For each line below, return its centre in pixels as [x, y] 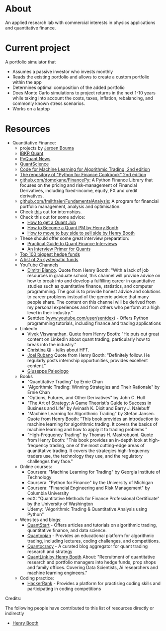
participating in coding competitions [64, 589]
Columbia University [48, 493]
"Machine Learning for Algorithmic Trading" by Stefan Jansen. [91, 413]
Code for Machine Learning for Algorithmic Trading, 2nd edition [85, 169]
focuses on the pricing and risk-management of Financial [78, 185]
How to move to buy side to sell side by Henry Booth [81, 233]
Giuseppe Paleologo [48, 371]
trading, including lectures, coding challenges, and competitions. [93, 541]
